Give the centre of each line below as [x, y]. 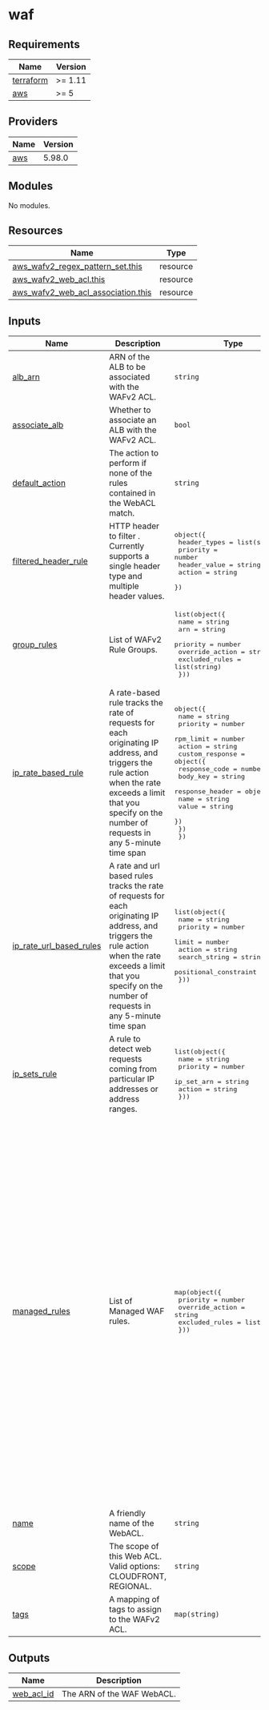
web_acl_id [33, 1694]
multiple [124, 586]
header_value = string [219, 565]
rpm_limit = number [210, 739]
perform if [128, 464]
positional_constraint [216, 972]
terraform [30, 80]
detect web [130, 1049]
